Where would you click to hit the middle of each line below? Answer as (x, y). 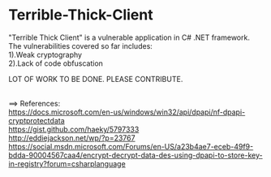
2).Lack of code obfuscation (56, 63)
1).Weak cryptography (45, 54)
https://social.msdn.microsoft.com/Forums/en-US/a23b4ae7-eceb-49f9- (131, 146)
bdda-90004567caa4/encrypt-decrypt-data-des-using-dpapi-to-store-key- (135, 155)
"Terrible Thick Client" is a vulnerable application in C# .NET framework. (129, 37)
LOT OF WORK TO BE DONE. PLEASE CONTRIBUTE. (96, 79)
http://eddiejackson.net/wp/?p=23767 (72, 138)
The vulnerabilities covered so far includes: (80, 45)
